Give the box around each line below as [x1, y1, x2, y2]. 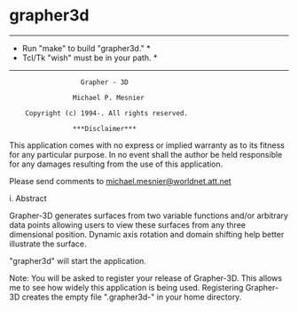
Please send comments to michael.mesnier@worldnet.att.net [9, 175, 232, 186]
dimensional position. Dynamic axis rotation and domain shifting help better [9, 229, 285, 239]
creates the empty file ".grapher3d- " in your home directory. [21, 292, 242, 302]
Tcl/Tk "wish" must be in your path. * [21, 52, 158, 63]
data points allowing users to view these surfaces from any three [9, 219, 247, 230]
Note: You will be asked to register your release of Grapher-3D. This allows [9, 272, 282, 284]
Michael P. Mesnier [72, 93, 145, 102]
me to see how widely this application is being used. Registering [9, 282, 244, 292]
